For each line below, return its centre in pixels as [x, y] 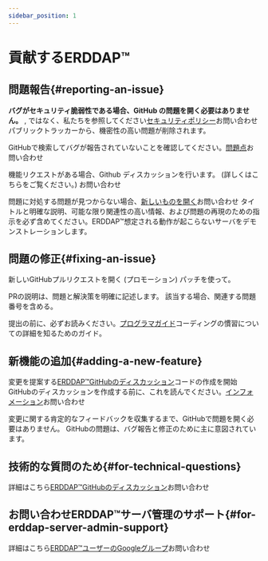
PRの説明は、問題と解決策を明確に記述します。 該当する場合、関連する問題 [132, 296]
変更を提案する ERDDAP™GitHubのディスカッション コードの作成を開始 [123, 382]
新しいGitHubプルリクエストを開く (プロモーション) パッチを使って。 [122, 280]
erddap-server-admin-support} [89, 528]
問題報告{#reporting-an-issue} [87, 90]
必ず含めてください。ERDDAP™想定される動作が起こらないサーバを [132, 221]
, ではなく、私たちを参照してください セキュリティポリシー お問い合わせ [141, 120]
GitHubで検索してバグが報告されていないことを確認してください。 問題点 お [131, 147]
